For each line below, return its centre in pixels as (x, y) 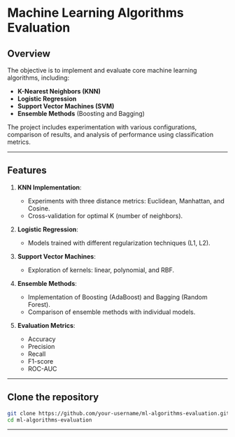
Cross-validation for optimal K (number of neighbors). (105, 215)
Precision (41, 346)
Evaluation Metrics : (46, 325)
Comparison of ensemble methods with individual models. (112, 312)
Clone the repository (53, 397)
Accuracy (42, 339)
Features (27, 170)
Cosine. (39, 208)
